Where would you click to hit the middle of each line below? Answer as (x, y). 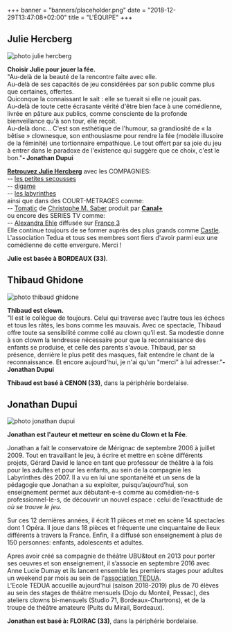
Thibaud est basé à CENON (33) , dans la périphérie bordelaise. (98, 383)
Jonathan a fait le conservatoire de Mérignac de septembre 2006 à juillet (111, 448)
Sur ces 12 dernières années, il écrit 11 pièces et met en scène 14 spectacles (116, 520)
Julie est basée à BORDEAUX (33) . (57, 258)
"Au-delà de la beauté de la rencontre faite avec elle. (82, 76)
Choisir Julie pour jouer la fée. (51, 69)
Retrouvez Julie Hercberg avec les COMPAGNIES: (79, 171)
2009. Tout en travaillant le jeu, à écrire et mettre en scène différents (105, 455)
